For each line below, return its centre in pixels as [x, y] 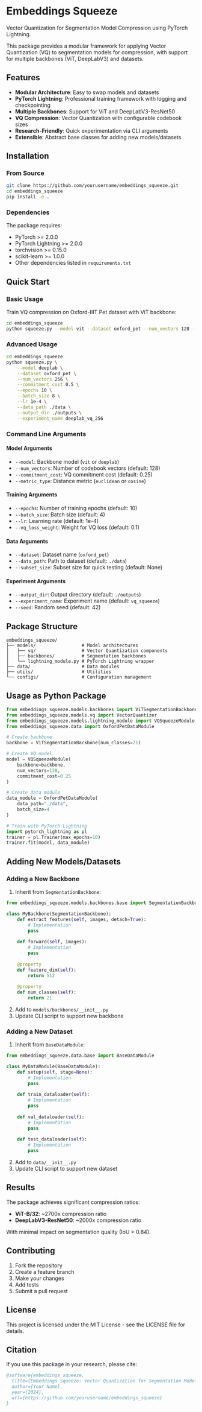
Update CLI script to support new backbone [69, 1016]
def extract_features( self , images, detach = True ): [82, 919]
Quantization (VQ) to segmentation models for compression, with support [97, 52]
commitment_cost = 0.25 [44, 776]
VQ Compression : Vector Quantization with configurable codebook [98, 118]
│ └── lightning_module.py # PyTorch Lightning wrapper [80, 662]
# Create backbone [29, 737]
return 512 [41, 975]
